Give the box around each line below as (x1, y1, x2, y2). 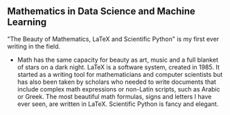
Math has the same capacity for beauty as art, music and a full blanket (17, 55, 218, 64)
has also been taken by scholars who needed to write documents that (17, 78, 217, 86)
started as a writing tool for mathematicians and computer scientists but (17, 70, 223, 78)
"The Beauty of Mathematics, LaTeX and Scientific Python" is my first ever (7, 35, 220, 43)
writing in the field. (7, 42, 61, 51)
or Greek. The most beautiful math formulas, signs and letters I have (17, 92, 212, 100)
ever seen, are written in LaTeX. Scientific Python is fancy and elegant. (17, 100, 219, 108)
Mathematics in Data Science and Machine (7, 6, 196, 17)
